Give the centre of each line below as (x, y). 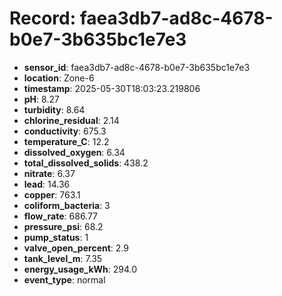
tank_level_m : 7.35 (63, 258)
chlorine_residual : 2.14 (71, 120)
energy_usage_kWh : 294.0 (80, 269)
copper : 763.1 (52, 194)
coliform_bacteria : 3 (67, 205)
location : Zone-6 (59, 78)
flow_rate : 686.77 (61, 216)
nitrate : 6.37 (49, 173)
